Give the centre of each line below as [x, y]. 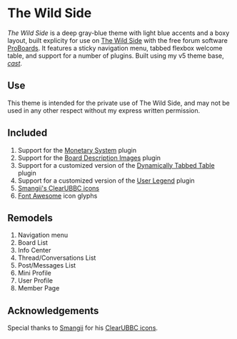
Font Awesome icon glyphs [57, 196]
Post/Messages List [47, 265]
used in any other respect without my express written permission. [104, 110]
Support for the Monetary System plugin [77, 150]
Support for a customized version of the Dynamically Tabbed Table [116, 165]
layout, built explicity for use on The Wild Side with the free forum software [118, 40]
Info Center [34, 251]
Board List [33, 243]
